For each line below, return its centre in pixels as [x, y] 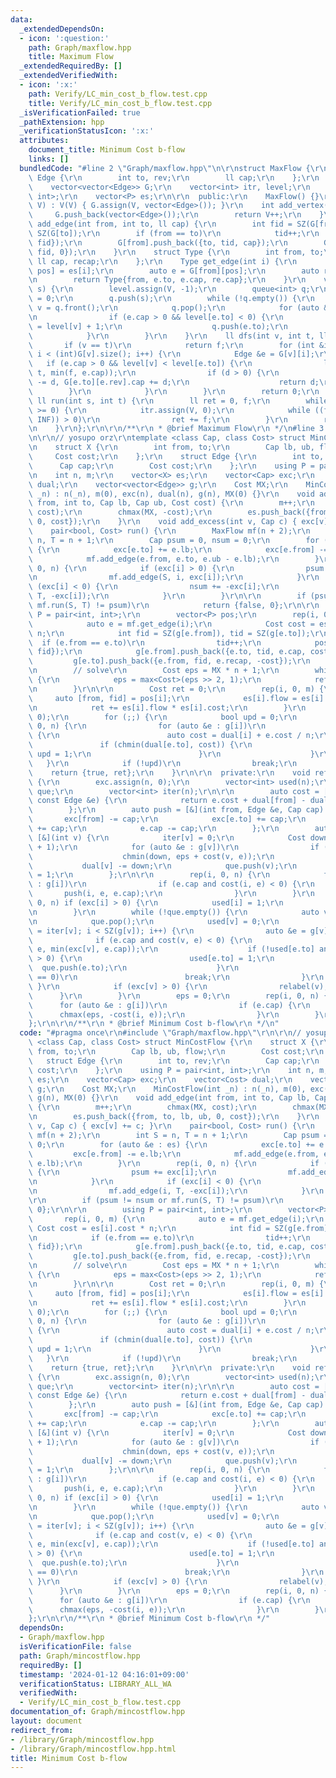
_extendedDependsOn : [62, 29]
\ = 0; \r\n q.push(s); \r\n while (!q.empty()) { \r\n [171, 299]
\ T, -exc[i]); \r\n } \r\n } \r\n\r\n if [167, 596]
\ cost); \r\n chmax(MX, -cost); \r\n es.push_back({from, [180, 512]
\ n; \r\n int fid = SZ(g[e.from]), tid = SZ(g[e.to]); [169, 633]
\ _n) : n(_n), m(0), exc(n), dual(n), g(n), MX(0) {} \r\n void [171, 494]
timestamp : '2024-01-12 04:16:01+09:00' [104, 1674]
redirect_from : [42, 1730]
